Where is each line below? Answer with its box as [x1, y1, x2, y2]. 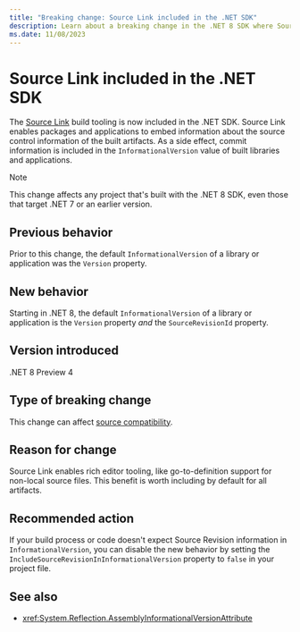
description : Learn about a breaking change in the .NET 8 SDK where [9, 21, 274, 30]
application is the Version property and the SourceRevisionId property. [9, 316, 270, 327]
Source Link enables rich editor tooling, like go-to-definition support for [9, 466, 272, 476]
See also [9, 589, 58, 604]
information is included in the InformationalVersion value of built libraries [9, 145, 280, 156]
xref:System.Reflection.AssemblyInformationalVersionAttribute [21, 613, 253, 623]
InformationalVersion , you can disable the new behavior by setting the [9, 544, 271, 555]
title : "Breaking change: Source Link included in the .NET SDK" [9, 13, 257, 22]
